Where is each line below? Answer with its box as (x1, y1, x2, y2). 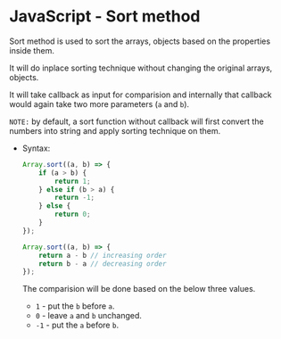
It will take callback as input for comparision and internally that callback (9, 89, 272, 100)
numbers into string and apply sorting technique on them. (9, 125, 221, 136)
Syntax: (21, 143, 51, 153)
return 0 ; (54, 210, 91, 219)
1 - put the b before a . (35, 301, 115, 311)
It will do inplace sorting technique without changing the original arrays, (9, 62, 273, 73)
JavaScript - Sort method (9, 6, 201, 27)
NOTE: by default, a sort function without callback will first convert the (9, 116, 265, 127)
